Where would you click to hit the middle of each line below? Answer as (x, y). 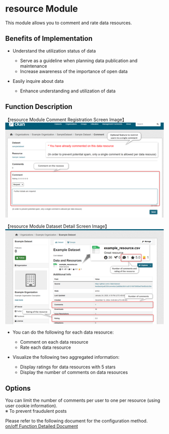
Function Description (39, 107)
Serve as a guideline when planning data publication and (79, 61)
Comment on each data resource (54, 342)
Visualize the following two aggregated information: (66, 357)
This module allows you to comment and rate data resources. (69, 23)
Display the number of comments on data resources (74, 372)
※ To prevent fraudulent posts (36, 411)
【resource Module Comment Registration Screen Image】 (66, 120)
